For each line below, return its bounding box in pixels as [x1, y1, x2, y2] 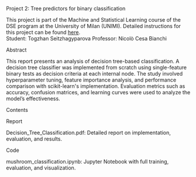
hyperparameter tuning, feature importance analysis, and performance [6, 76, 177, 83]
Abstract [6, 46, 27, 53]
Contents [6, 107, 28, 113]
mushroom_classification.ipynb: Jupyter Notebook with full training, [6, 158, 169, 165]
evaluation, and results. [6, 135, 63, 142]
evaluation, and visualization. [6, 164, 76, 171]
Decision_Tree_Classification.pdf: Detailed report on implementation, [6, 129, 171, 136]
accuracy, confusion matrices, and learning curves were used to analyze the [6, 89, 191, 96]
